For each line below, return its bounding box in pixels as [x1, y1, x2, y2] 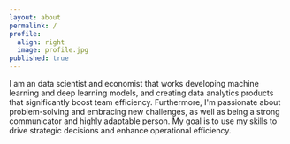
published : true [9, 54, 69, 63]
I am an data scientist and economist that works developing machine [9, 79, 259, 88]
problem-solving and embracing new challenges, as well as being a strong [9, 107, 280, 117]
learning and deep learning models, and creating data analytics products [9, 87, 274, 98]
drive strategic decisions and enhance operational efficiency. [9, 125, 232, 135]
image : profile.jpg [17, 46, 89, 55]
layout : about [9, 12, 62, 22]
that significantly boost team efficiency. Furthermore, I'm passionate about [9, 97, 281, 107]
